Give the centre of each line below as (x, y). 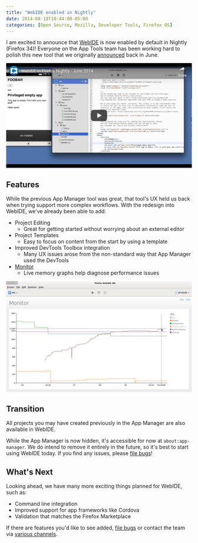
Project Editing (32, 223)
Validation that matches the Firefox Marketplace (73, 516)
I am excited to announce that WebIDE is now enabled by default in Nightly (97, 42)
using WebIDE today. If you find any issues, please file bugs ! (79, 453)
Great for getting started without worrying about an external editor (104, 229)
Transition (25, 409)
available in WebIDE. (31, 429)
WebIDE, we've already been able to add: (56, 211)
